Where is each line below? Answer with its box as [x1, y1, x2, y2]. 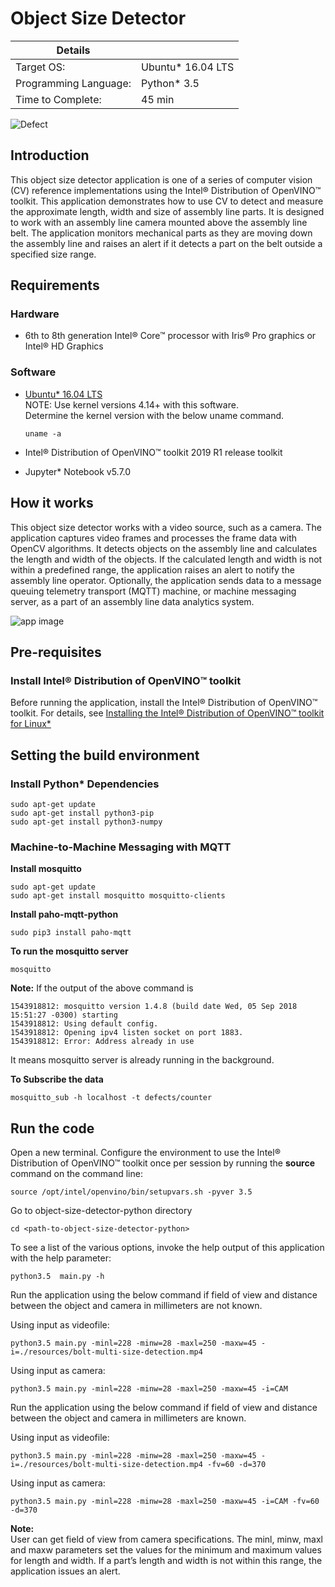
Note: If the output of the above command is [10, 982, 194, 994]
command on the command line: [10, 1168, 143, 1180]
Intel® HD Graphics [24, 340, 104, 352]
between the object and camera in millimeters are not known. [10, 1300, 263, 1312]
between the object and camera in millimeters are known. [10, 1412, 247, 1424]
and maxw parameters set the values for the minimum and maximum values [10, 1544, 322, 1556]
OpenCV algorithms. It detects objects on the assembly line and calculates [10, 542, 318, 554]
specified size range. [10, 248, 97, 260]
